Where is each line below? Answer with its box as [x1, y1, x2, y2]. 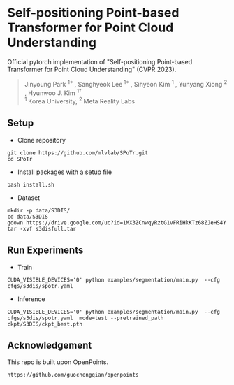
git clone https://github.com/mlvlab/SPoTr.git [7, 149, 149, 157]
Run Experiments [7, 245, 84, 256]
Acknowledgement [7, 339, 92, 351]
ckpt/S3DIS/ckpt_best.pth [7, 320, 82, 328]
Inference [17, 295, 45, 303]
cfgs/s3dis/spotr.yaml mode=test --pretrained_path [7, 314, 164, 321]
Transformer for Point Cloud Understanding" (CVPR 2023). [7, 65, 177, 73]
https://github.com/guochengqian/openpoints [7, 372, 139, 379]
